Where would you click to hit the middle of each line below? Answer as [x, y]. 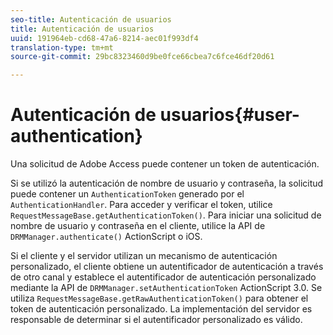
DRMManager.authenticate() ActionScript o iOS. [106, 237]
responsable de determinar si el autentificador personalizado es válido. [156, 320]
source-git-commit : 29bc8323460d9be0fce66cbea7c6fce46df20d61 [142, 57]
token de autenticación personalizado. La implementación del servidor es [161, 309]
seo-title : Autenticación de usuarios [91, 19]
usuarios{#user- [229, 115]
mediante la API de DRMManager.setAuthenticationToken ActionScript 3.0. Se [166, 288]
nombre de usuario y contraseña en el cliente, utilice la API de [138, 226]
